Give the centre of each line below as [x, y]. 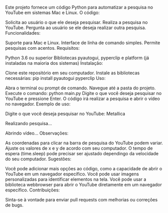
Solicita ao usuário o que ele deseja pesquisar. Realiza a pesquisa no [76, 22]
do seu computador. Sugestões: [38, 159]
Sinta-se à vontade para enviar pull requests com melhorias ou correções [81, 200]
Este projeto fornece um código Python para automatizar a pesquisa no [79, 7]
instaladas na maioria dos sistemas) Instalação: [54, 63]
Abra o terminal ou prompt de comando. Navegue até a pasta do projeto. [80, 88]
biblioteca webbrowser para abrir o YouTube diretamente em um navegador [84, 185]
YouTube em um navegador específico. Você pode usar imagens [72, 174]
